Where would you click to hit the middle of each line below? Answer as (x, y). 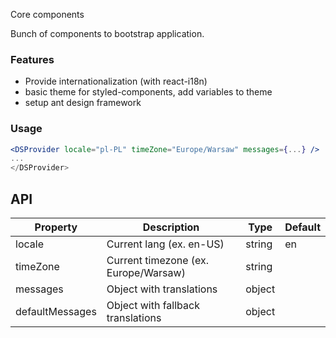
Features (32, 59)
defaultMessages (56, 312)
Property (56, 227)
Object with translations (162, 289)
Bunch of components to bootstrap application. (107, 33)
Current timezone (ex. (158, 261)
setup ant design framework (83, 103)
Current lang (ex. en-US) (165, 244)
